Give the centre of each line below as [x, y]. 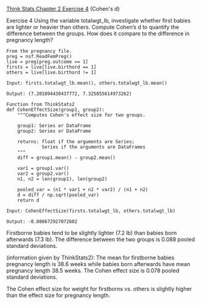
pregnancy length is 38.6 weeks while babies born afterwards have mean [98, 264]
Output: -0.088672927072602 [42, 222]
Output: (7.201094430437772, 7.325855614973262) [69, 94]
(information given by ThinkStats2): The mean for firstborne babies [90, 258]
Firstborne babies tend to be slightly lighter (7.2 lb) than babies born [92, 233]
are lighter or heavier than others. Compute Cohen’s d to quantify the [93, 27]
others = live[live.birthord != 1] [51, 72]
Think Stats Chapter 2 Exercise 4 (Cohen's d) [63, 9]
